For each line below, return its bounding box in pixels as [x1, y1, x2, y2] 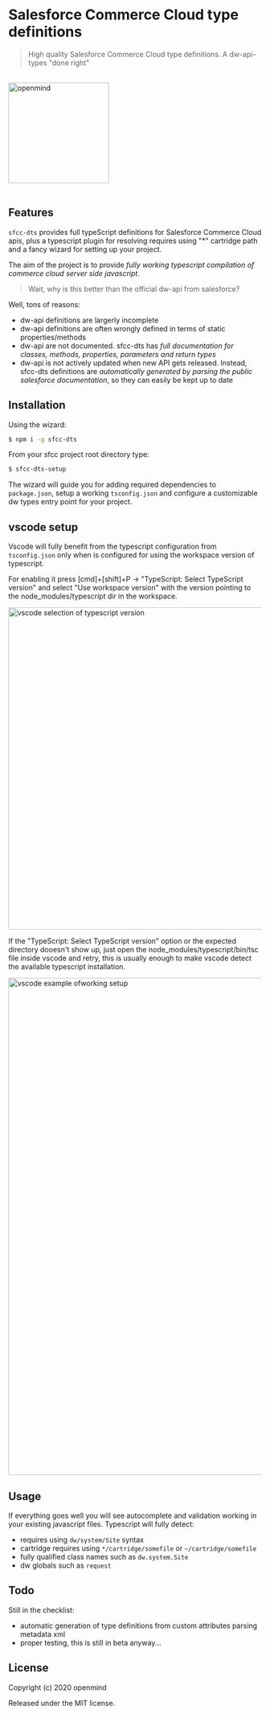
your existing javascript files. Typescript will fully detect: [8, 1519, 194, 1529]
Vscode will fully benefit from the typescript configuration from [8, 541, 217, 552]
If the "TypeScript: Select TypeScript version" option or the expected [8, 936, 237, 946]
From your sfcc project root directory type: [8, 450, 150, 459]
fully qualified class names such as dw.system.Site [19, 1552, 189, 1561]
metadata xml [19, 1629, 66, 1638]
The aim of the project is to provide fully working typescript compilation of [8, 260, 255, 269]
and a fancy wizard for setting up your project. [8, 244, 162, 254]
